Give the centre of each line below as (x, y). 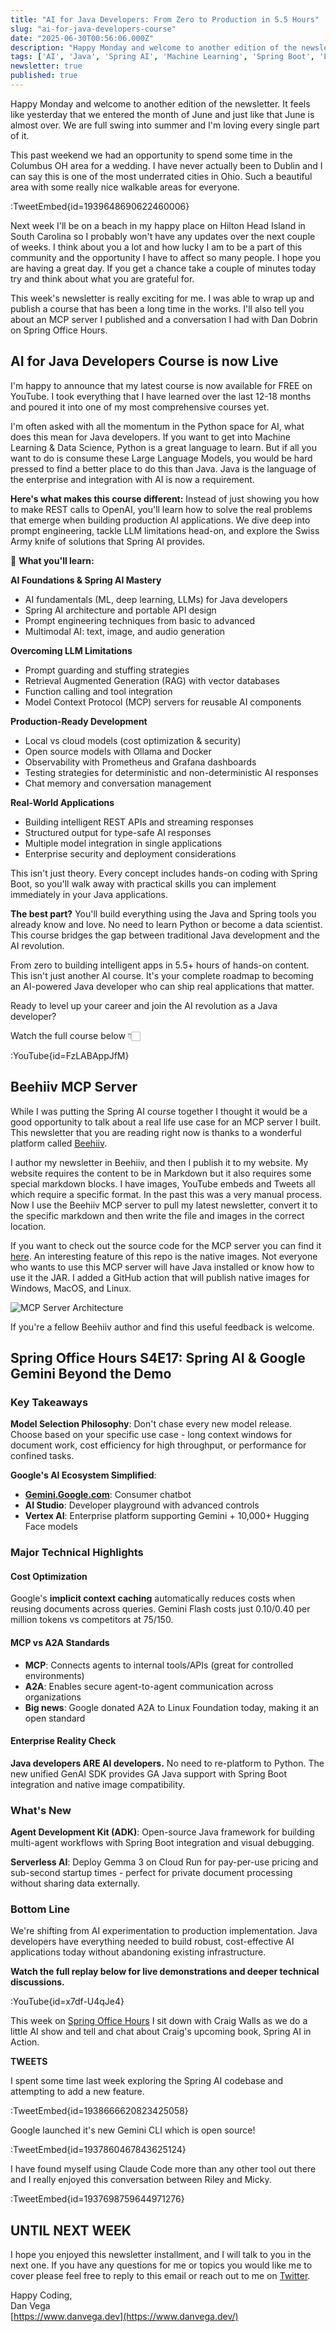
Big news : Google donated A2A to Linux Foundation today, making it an (172, 1707)
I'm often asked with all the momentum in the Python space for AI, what (157, 426)
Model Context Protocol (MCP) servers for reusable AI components (163, 702)
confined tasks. (42, 1456)
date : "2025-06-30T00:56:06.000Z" (82, 38)
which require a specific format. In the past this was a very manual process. (166, 1194)
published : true (44, 76)
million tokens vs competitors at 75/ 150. (92, 1620)
